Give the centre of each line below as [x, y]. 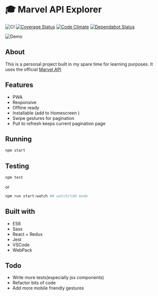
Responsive [24, 102]
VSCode [21, 245]
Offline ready [26, 107]
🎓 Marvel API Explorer [54, 10]
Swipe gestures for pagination [43, 118]
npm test [14, 178]
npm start [15, 150]
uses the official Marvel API [33, 69]
